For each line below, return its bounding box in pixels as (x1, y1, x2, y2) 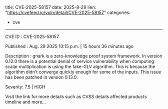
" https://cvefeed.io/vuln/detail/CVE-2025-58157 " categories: (5, 9, 131, 15)
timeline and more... (5, 99, 46, 104)
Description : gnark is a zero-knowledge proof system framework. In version (5, 53, 162, 59)
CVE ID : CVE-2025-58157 (5, 33, 59, 39)
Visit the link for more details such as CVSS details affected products (5, 93, 147, 99)
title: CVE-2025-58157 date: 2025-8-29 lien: (5, 4, 96, 10)
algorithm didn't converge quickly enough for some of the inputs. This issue (5, 69, 161, 74)
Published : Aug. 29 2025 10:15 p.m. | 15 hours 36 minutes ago (5, 43, 134, 49)
